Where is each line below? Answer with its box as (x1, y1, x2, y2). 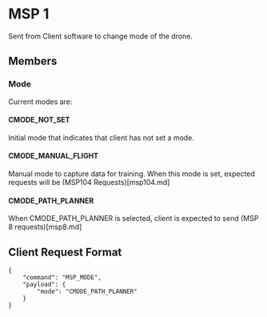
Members (8, 54, 58, 68)
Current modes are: (8, 97, 73, 106)
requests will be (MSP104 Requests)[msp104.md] (8, 178, 170, 187)
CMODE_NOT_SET (8, 115, 70, 125)
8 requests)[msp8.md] (8, 222, 82, 232)
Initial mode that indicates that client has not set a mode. (8, 133, 194, 142)
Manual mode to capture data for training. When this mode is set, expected (8, 169, 256, 179)
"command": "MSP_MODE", (22, 274, 102, 282)
